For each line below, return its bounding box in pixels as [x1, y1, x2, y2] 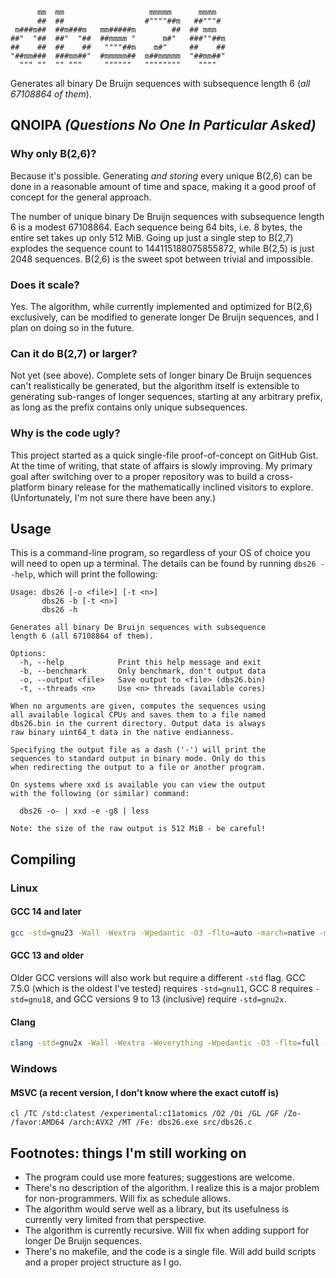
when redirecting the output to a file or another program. [10, 763, 267, 773]
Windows [10, 1061, 58, 1075]
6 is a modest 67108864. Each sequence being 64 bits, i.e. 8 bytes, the [10, 221, 303, 233]
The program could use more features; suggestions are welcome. [24, 1171, 295, 1183]
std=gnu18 [10, 994, 52, 1005]
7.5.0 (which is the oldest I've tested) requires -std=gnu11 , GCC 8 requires [10, 982, 313, 994]
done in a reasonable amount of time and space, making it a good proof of [10, 180, 317, 192]
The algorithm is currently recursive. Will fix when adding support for [24, 1224, 310, 1236]
